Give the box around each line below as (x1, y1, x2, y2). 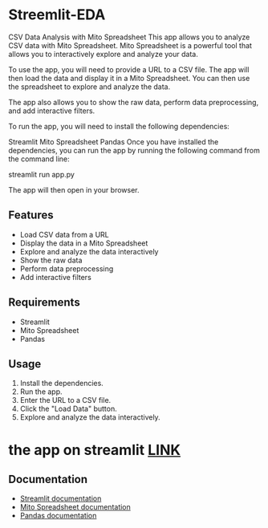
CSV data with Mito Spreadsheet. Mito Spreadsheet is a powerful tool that (8, 40, 253, 50)
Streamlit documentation (19, 493, 102, 503)
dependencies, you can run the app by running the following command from (8, 145, 261, 155)
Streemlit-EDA (8, 6, 106, 24)
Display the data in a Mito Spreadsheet (19, 238, 148, 248)
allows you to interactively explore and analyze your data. (8, 49, 198, 59)
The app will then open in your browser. (8, 185, 140, 194)
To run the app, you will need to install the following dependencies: (8, 121, 230, 131)
